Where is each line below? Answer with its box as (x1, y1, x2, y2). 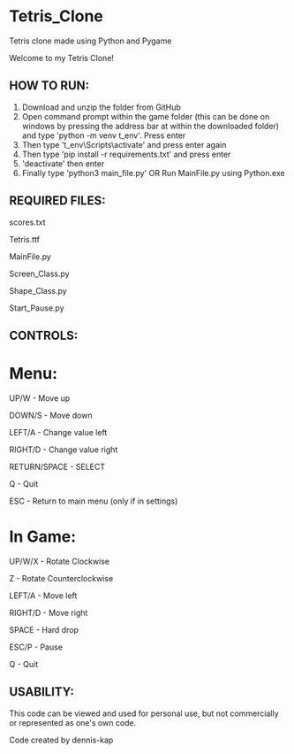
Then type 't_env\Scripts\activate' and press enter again (21, 139, 227, 150)
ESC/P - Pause (9, 642, 64, 652)
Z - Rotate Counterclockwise (9, 573, 114, 583)
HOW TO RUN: (9, 78, 90, 94)
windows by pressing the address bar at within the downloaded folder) (21, 120, 280, 131)
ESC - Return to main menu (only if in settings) (9, 496, 178, 506)
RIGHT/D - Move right (9, 607, 88, 618)
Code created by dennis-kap (9, 735, 114, 745)
